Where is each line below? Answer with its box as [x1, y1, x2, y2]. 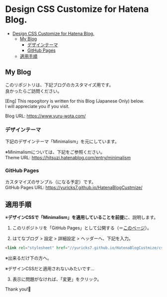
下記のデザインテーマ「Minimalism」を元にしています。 [5, 138, 119, 145]
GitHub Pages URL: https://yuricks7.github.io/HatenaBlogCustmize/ [5, 185, 143, 191]
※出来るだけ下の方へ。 [5, 255, 52, 261]
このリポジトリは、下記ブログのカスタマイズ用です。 [5, 82, 114, 88]
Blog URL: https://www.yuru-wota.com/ [5, 113, 86, 119]
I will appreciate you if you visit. [5, 103, 70, 109]
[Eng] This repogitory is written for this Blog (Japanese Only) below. [5, 98, 145, 104]
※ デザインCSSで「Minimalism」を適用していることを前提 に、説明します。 [5, 214, 158, 220]
